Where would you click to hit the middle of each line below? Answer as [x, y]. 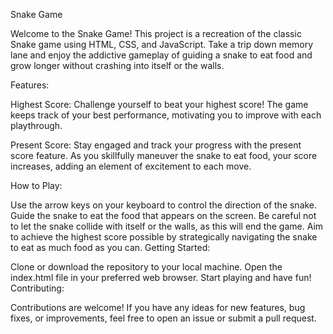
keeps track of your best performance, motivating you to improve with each [166, 115]
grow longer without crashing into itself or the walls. [117, 65]
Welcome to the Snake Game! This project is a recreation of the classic [156, 33]
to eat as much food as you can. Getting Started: [110, 247]
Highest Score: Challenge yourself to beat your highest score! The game [159, 104]
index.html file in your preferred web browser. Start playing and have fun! [161, 277]
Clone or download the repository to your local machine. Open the [146, 267]
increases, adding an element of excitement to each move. [131, 166]
